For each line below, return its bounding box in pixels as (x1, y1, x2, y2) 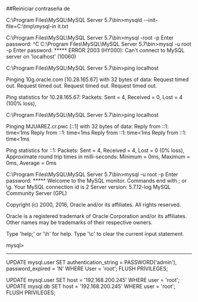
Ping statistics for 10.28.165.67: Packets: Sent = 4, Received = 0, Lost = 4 (6, 94, 183, 100)
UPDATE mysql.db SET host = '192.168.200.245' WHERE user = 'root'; (6, 283, 176, 290)
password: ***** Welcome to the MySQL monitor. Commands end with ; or (6, 177, 187, 184)
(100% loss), (6, 100, 37, 107)
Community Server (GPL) (6, 190, 67, 197)
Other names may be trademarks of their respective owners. (6, 219, 153, 226)
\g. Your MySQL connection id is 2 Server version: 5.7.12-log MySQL (6, 183, 171, 190)
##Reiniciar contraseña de (6, 5, 70, 12)
